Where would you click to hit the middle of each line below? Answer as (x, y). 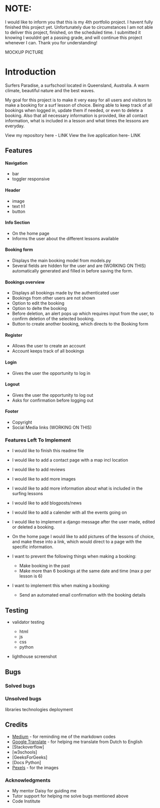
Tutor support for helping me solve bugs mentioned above (70, 796)
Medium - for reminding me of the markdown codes (64, 736)
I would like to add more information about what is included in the (77, 488)
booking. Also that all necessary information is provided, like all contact (76, 115)
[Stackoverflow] (28, 747)
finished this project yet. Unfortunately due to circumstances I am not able (79, 27)
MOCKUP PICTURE (24, 52)
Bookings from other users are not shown (54, 298)
